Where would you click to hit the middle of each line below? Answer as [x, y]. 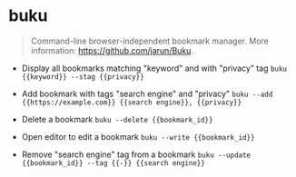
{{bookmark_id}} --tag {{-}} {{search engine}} [113, 163]
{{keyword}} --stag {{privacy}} [83, 77]
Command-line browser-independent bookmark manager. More [149, 41]
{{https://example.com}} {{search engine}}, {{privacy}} [132, 102]
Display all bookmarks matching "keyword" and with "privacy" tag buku [154, 68]
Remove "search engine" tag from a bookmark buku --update [136, 154]
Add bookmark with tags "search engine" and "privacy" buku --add [147, 93]
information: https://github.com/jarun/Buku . [112, 50]
